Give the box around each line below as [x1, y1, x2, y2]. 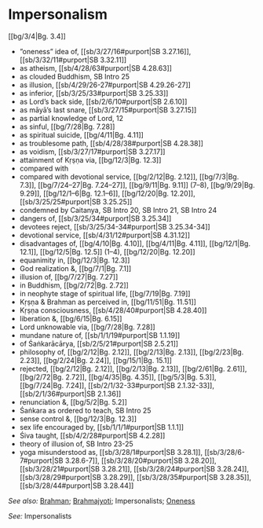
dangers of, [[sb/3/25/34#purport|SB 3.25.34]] [19, 214, 172, 223]
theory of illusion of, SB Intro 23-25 [19, 438, 133, 449]
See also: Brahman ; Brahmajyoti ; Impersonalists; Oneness [8, 496, 195, 505]
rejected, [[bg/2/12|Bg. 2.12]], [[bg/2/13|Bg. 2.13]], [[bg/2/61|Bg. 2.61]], [19, 364, 247, 373]
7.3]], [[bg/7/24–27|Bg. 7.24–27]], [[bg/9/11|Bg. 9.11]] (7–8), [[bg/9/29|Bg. [19, 180, 255, 189]
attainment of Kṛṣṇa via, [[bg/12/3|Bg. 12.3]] [19, 155, 162, 164]
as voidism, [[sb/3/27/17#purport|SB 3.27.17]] [19, 147, 166, 156]
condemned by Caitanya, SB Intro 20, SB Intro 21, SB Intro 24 [19, 205, 217, 214]
